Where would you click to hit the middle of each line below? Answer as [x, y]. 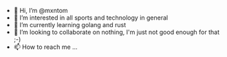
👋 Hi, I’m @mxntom [41, 11]
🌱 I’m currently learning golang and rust [70, 25]
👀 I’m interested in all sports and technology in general [91, 18]
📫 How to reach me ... [45, 47]
